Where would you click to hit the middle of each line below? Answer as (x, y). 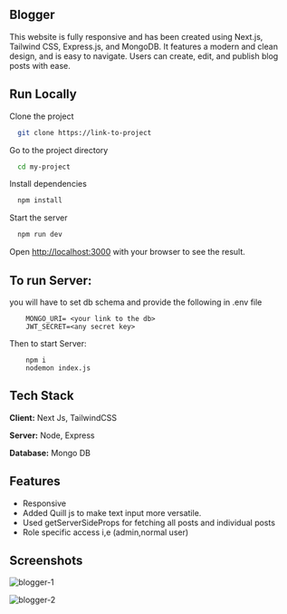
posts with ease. (40, 65)
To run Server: (51, 280)
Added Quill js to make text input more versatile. (112, 512)
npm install (40, 200)
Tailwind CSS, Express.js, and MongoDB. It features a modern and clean (144, 46)
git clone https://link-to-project (85, 132)
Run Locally (43, 94)
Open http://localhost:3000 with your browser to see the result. (128, 252)
